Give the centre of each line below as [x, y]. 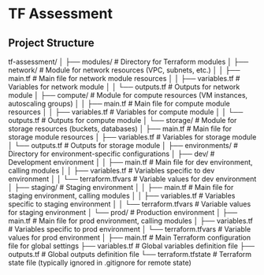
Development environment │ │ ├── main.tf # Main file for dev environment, [131, 162]
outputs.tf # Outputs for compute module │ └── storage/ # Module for [123, 120]
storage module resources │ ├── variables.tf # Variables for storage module [132, 137]
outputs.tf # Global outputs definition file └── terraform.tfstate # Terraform [130, 254]
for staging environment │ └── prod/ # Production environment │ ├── [123, 212]
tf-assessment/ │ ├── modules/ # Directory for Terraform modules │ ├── [128, 61]
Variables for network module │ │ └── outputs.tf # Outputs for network [124, 87]
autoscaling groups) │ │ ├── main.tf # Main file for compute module [119, 104]
